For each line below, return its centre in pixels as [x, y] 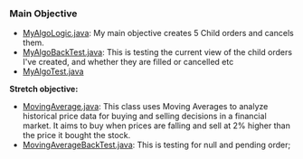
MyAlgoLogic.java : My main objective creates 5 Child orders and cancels [158, 33]
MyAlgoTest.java [53, 71]
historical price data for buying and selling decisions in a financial [144, 117]
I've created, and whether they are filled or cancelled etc [128, 62]
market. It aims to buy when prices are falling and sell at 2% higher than [156, 126]
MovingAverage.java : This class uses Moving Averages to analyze [145, 107]
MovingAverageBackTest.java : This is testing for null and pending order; [156, 145]
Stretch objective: [44, 89]
